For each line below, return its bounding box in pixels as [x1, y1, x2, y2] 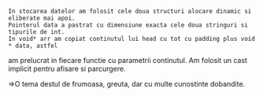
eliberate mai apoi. [8, 14, 76, 22]
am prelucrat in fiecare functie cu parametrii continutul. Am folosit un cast [8, 56, 248, 65]
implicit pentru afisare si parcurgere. [8, 64, 126, 73]
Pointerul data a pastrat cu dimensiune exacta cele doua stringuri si [8, 21, 248, 29]
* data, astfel [8, 42, 58, 50]
